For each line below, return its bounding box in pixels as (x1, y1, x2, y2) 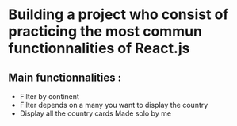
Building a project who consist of (8, 6, 229, 24)
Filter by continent (19, 92, 79, 101)
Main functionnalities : (8, 71, 121, 84)
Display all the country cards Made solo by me (19, 109, 172, 118)
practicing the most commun (8, 22, 203, 40)
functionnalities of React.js (8, 40, 190, 57)
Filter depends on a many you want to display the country (19, 101, 208, 109)
